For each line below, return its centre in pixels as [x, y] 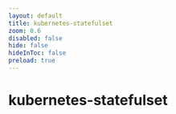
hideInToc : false [37, 53]
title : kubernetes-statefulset [61, 23]
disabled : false [35, 38]
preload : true [32, 61]
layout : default [35, 16]
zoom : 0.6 [25, 31]
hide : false [28, 46]
